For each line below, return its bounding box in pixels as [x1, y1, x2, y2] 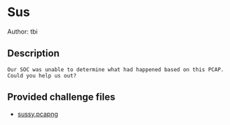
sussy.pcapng [17, 110, 58, 118]
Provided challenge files [7, 91, 116, 103]
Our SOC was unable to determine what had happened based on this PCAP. [7, 66, 224, 73]
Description [7, 47, 60, 59]
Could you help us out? [7, 72, 77, 79]
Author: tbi [7, 27, 38, 36]
